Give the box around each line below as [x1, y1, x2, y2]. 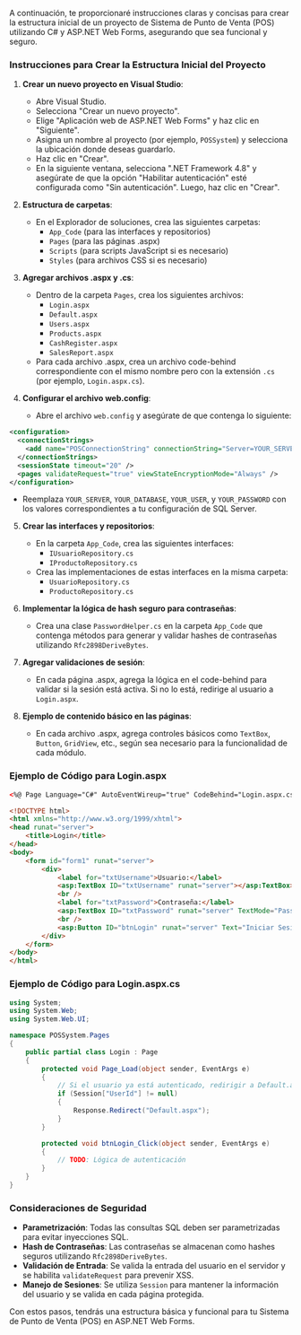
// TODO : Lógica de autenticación [56, 1156, 186, 1165]
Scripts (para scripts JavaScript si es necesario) [48, 246, 229, 257]
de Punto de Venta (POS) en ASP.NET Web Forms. [9, 1316, 195, 1327]
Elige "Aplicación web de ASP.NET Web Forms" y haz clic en [35, 116, 260, 127]
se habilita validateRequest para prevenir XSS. [21, 1270, 194, 1281]
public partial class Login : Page [25, 1047, 159, 1057]
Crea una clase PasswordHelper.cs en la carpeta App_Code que [35, 621, 263, 632]
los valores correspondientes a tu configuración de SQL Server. [21, 503, 257, 514]
